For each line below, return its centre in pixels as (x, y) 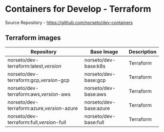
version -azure (61, 108)
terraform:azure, (26, 108)
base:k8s (95, 66)
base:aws (95, 94)
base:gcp (95, 80)
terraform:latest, (26, 66)
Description (143, 51)
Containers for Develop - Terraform (78, 9)
